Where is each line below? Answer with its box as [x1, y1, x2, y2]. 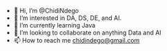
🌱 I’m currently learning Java [13, 21, 96, 29]
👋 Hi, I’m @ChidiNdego [13, 7, 79, 14]
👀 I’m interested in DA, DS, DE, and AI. [13, 14, 122, 22]
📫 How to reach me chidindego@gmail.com [13, 37, 140, 44]
